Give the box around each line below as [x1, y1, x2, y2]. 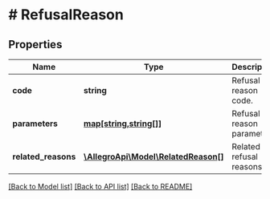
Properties [8, 38, 63, 51]
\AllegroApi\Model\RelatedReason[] [83, 151, 224, 162]
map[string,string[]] [83, 118, 162, 129]
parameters [12, 118, 58, 129]
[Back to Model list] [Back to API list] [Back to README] [8, 182, 193, 191]
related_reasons [12, 151, 76, 162]
